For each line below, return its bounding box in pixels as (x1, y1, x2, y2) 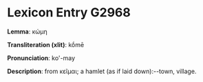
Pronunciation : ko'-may (7, 53, 76, 62)
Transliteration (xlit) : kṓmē (7, 40, 85, 49)
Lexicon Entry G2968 (7, 5, 131, 20)
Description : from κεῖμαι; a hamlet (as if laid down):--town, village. (7, 67, 197, 75)
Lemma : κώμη (7, 27, 48, 36)
